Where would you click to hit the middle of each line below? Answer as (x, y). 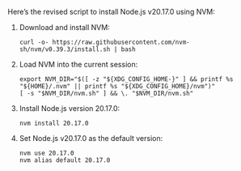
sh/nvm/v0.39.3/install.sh (65, 49)
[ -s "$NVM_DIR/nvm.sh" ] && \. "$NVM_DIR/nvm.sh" (106, 93)
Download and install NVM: (64, 27)
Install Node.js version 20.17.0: (70, 108)
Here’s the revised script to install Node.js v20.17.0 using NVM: (112, 12)
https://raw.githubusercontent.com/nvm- (121, 42)
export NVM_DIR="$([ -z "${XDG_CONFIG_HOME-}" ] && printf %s (126, 79)
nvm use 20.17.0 (47, 153)
